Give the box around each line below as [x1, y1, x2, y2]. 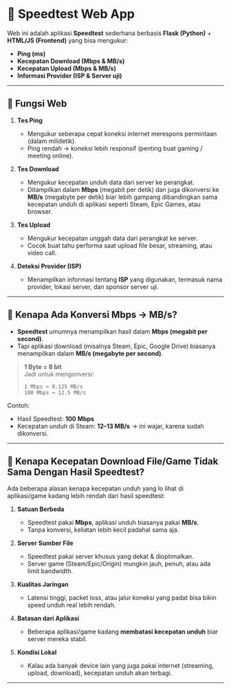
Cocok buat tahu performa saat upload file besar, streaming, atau [27, 241, 212, 250]
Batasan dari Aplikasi [16, 614, 80, 623]
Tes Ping [16, 116, 43, 125]
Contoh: [7, 401, 30, 409]
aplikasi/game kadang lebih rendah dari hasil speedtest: [7, 492, 166, 500]
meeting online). [27, 151, 74, 160]
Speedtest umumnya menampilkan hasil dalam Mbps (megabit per [16, 327, 208, 336]
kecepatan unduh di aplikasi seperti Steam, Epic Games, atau [27, 200, 201, 208]
